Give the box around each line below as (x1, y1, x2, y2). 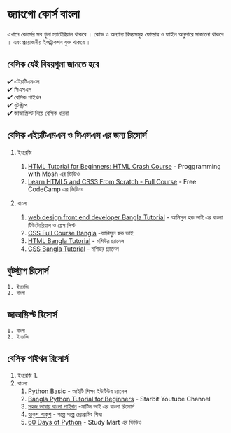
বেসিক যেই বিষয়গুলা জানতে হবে (7, 59, 99, 71)
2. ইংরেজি (7, 334, 29, 341)
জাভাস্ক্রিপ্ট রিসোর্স (7, 308, 57, 321)
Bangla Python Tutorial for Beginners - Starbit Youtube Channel (27, 395, 211, 403)
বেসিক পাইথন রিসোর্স (7, 352, 69, 364)
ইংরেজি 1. (17, 371, 38, 379)
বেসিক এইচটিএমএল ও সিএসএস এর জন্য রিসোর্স (7, 130, 147, 142)
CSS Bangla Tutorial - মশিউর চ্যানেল (27, 245, 119, 253)
